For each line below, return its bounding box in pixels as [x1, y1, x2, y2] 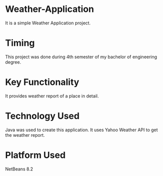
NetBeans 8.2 [5, 166, 33, 172]
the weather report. [5, 132, 45, 138]
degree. [5, 59, 21, 65]
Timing [5, 37, 35, 49]
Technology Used [5, 110, 80, 121]
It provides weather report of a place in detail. [5, 93, 99, 99]
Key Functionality [5, 77, 80, 88]
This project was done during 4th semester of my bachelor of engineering [5, 54, 158, 60]
